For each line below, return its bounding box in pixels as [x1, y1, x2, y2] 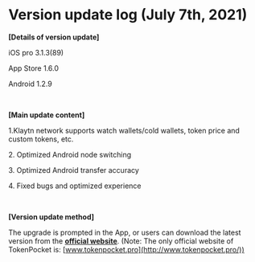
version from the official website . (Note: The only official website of [8, 235, 234, 246]
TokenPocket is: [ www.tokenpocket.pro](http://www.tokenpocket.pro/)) [8, 244, 245, 254]
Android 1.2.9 [8, 79, 52, 88]
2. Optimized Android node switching [8, 149, 131, 159]
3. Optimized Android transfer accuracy [8, 165, 139, 174]
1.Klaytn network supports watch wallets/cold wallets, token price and [8, 125, 240, 135]
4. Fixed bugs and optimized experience [8, 181, 142, 190]
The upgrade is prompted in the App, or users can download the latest [8, 227, 241, 237]
